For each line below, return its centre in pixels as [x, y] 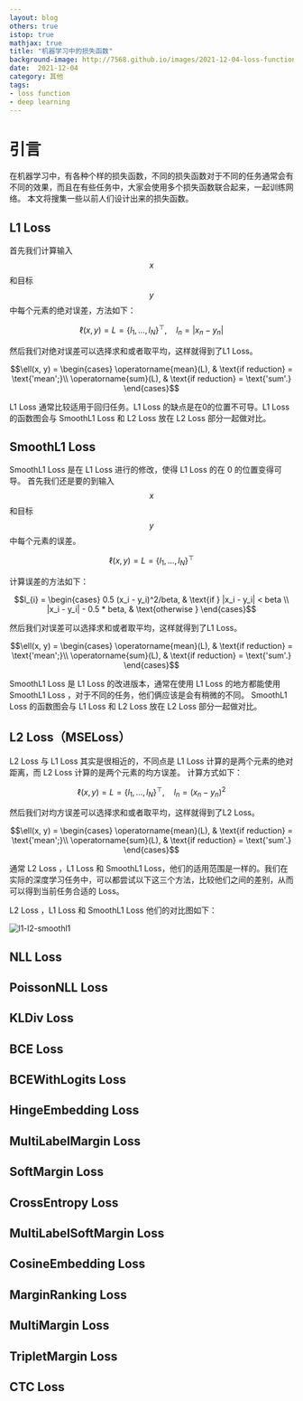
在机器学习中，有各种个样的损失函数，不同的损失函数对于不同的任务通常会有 [151, 176]
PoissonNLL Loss [59, 987]
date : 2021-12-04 [44, 69]
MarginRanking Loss [69, 1295]
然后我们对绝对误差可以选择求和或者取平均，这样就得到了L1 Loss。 [134, 351]
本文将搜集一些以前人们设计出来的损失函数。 [110, 199]
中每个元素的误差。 [45, 541]
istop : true [32, 34]
